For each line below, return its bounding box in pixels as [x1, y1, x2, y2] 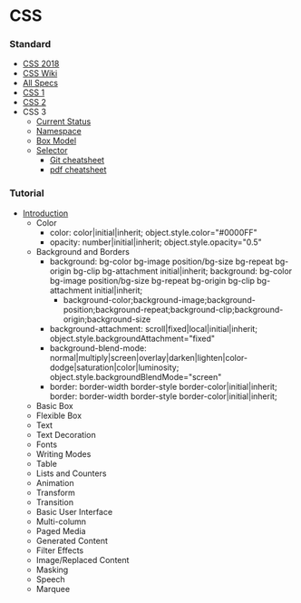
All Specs [22, 78, 59, 89]
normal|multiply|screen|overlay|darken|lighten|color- [49, 352, 248, 363]
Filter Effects [35, 545, 84, 556]
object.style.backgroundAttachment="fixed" [49, 333, 216, 344]
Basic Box [35, 400, 74, 411]
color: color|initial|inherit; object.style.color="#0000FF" [49, 227, 258, 238]
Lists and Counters [35, 468, 107, 479]
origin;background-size [63, 314, 151, 325]
